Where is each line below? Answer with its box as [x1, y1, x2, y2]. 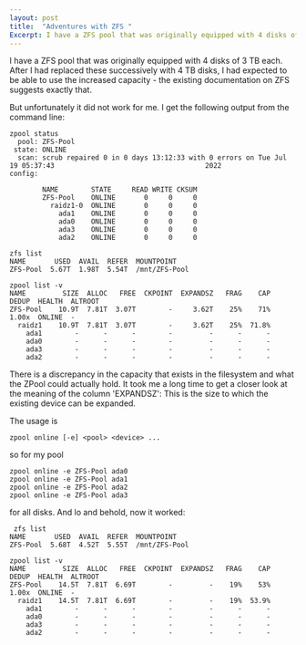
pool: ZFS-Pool [17, 138, 76, 147]
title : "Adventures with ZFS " [9, 22, 132, 31]
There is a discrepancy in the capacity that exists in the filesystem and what [9, 369, 294, 380]
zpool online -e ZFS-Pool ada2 [9, 483, 128, 493]
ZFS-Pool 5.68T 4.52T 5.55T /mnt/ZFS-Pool [9, 540, 189, 550]
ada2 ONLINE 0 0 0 [57, 234, 198, 243]
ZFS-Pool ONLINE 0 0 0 [42, 193, 198, 203]
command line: [9, 111, 66, 123]
